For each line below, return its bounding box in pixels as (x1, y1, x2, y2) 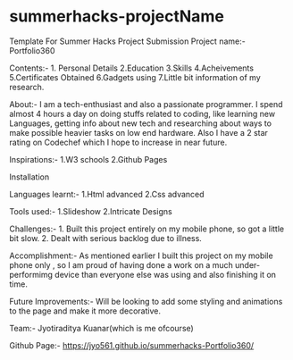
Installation (9, 172, 50, 182)
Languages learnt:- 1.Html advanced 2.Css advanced (9, 188, 205, 199)
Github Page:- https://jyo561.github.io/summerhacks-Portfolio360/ (9, 339, 255, 350)
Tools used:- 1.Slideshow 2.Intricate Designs (9, 205, 172, 216)
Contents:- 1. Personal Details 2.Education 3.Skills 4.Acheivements (9, 63, 255, 73)
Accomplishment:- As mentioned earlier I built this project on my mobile (9, 250, 274, 261)
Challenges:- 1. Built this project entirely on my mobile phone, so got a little (9, 223, 284, 234)
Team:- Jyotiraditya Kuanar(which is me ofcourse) (9, 322, 194, 333)
